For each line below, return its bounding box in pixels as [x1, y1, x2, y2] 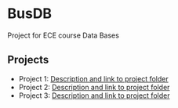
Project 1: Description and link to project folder [18, 74, 169, 83]
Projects [7, 53, 49, 67]
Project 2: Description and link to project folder [18, 82, 170, 92]
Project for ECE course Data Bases [7, 31, 119, 40]
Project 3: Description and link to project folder [18, 91, 170, 100]
